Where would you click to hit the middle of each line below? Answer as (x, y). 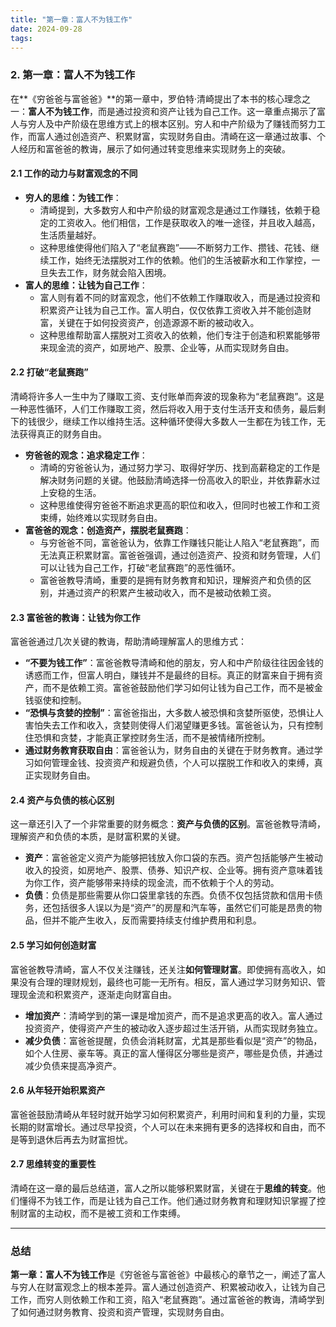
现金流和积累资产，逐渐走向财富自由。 (97, 994)
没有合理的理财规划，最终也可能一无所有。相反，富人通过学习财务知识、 (167, 982)
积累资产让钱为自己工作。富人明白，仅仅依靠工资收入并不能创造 (171, 310)
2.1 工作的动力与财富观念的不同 (74, 173)
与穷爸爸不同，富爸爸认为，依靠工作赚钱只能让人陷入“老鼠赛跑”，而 (179, 543)
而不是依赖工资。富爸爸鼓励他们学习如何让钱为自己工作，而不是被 (178, 688)
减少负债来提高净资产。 (73, 1065)
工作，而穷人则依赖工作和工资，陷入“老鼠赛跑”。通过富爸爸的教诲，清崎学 (163, 1300)
